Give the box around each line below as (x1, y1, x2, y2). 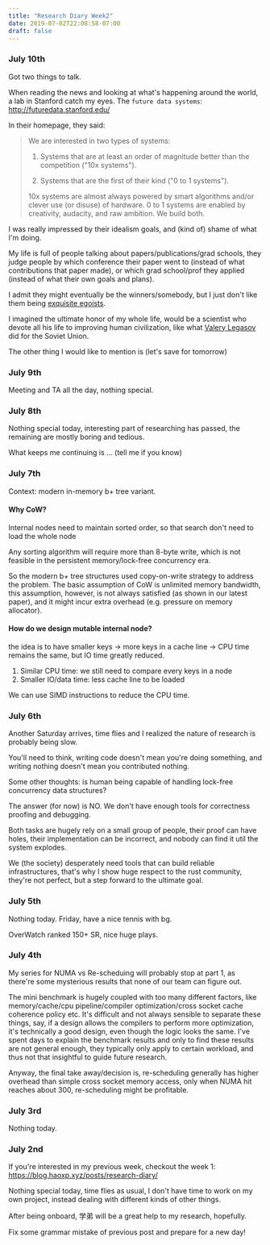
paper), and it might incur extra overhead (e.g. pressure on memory (8, 596, 233, 606)
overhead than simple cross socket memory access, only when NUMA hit (8, 1076, 252, 1086)
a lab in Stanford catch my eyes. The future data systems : (8, 96, 203, 106)
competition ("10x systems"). (39, 160, 137, 169)
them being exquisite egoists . (8, 298, 106, 307)
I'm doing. (8, 232, 42, 242)
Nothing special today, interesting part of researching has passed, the (8, 424, 240, 433)
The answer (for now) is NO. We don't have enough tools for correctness (8, 801, 251, 811)
